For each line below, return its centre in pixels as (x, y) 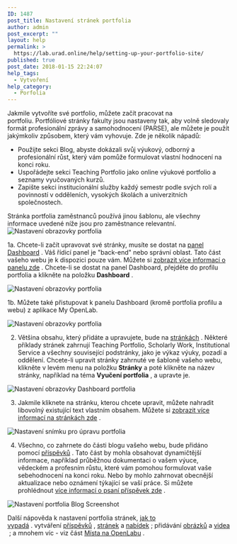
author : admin (28, 27)
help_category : (30, 87)
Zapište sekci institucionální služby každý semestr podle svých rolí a (117, 187)
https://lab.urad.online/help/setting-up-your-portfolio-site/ (109, 54)
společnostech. (40, 202)
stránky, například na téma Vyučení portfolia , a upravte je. (104, 375)
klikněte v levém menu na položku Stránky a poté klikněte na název (116, 368)
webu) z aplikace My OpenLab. (53, 310)
